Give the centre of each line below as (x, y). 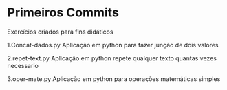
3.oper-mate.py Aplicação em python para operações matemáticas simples (114, 79)
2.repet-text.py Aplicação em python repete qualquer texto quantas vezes (112, 58)
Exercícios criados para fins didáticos (60, 32)
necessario (23, 65)
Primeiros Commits (63, 13)
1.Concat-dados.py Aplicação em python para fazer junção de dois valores (113, 45)
